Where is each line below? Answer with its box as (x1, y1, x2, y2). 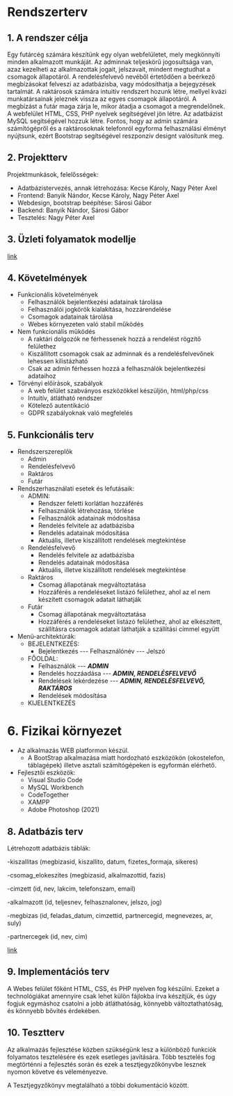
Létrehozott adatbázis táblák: (7, 844, 91, 852)
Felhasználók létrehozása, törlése (38, 507, 134, 515)
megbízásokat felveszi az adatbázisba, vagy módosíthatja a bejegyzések (7, 80, 216, 88)
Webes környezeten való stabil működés (27, 320, 144, 328)
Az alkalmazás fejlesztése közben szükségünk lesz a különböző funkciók (7, 1045, 217, 1054)
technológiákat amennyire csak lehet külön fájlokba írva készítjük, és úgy (7, 992, 217, 1000)
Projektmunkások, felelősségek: (7, 170, 99, 178)
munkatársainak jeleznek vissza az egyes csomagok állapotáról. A (7, 95, 197, 103)
